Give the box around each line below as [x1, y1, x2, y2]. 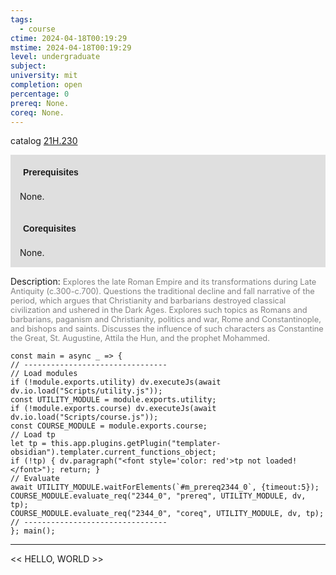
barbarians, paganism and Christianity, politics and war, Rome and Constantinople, [10, 314, 322, 325]
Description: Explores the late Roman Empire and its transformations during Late [10, 276, 317, 288]
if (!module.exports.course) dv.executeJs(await [10, 404, 217, 414]
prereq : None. [10, 98, 70, 108]
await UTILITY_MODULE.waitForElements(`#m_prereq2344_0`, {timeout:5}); [10, 482, 320, 493]
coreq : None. [10, 107, 65, 118]
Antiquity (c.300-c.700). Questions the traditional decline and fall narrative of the [10, 286, 315, 297]
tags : [10, 14, 33, 25]
